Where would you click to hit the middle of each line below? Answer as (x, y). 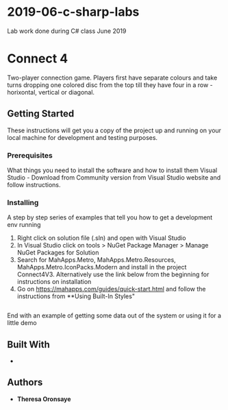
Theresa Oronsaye (44, 399)
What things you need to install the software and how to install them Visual (112, 170)
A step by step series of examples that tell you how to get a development (110, 217)
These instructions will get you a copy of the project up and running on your (114, 130)
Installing (23, 202)
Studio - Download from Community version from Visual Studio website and (114, 177)
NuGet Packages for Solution (58, 253)
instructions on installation (54, 282)
